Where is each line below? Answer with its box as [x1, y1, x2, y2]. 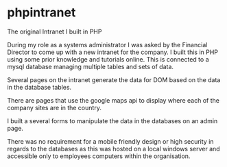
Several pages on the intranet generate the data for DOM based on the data [7, 75, 221, 83]
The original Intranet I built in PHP [7, 27, 102, 36]
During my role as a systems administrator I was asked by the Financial [7, 40, 208, 49]
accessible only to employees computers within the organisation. [7, 152, 191, 160]
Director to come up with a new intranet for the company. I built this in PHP [7, 48, 218, 56]
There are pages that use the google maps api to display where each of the [7, 96, 219, 104]
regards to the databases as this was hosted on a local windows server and [7, 144, 221, 153]
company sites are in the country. [7, 103, 101, 112]
